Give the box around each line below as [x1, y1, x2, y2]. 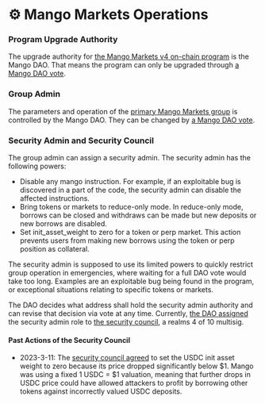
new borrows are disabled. [19, 219, 107, 229]
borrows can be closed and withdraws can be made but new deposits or [19, 210, 257, 220]
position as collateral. [19, 244, 90, 254]
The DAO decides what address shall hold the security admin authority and [8, 300, 254, 310]
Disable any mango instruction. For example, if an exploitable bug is [19, 177, 242, 187]
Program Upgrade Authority [8, 34, 118, 45]
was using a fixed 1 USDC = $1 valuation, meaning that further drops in [19, 370, 252, 379]
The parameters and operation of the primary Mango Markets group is [8, 106, 238, 116]
